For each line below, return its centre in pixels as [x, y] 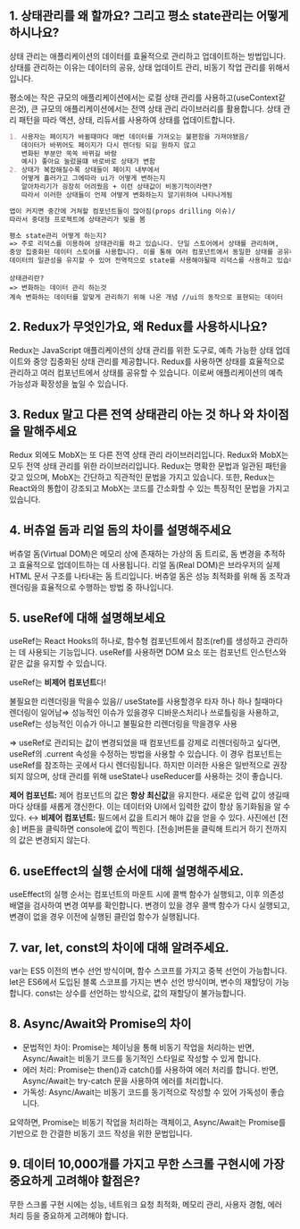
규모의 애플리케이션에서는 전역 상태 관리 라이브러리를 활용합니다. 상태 [160, 108]
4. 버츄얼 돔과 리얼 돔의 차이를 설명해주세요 [121, 530]
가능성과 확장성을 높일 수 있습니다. [69, 384]
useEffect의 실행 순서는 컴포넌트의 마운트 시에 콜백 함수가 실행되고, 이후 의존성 [147, 894]
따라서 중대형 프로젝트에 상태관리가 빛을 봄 [77, 219]
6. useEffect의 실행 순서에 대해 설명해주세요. [126, 871]
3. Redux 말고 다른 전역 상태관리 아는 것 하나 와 [132, 415]
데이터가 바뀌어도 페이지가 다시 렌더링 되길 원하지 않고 [108, 145]
